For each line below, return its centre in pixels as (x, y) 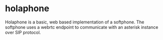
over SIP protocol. (23, 32)
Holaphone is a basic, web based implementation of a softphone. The (75, 22)
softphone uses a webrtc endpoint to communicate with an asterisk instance (82, 27)
